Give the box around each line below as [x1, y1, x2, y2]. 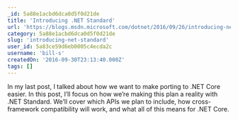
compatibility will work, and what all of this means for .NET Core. [40, 104, 229, 113]
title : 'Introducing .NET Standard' [7, 17, 115, 24]
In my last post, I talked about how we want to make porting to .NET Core [7, 82, 221, 90]
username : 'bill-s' [7, 50, 65, 57]
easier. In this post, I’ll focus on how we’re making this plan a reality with [7, 90, 218, 98]
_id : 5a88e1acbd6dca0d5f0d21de [7, 10, 100, 18]
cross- [192, 97, 211, 106]
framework [7, 104, 40, 113]
